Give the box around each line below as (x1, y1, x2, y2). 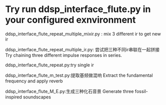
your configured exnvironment (5, 14, 136, 26)
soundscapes (23, 94, 51, 100)
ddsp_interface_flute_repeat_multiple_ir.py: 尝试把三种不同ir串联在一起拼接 (5, 46, 160, 52)
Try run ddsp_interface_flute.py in (5, 4, 151, 15)
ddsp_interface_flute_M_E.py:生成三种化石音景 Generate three (5, 88, 134, 94)
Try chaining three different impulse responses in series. (5, 52, 122, 58)
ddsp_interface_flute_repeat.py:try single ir (5, 62, 94, 68)
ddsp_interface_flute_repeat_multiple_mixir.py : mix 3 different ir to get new (5, 31, 161, 37)
